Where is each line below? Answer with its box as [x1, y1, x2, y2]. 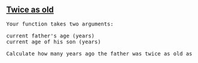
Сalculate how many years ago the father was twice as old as [6, 50, 193, 57]
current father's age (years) [6, 32, 95, 39]
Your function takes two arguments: [6, 20, 114, 27]
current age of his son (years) [6, 38, 101, 45]
